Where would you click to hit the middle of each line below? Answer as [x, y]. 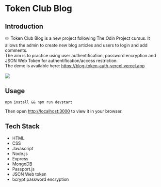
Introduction [24, 26]
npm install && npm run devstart [39, 102]
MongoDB [22, 164]
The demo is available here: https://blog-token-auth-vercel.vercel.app [75, 66]
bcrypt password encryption [40, 179]
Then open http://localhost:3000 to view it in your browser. [64, 111]
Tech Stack [22, 126]
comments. [16, 50]
